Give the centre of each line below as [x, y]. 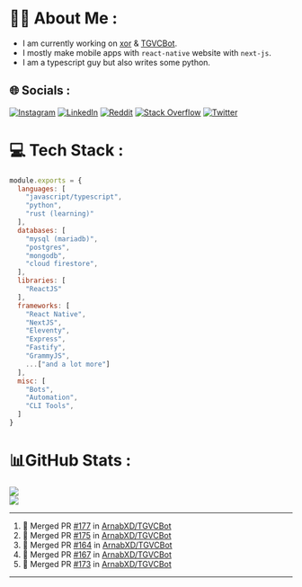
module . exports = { [46, 180]
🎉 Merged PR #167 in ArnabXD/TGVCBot [97, 554]
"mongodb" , [46, 255]
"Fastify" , [46, 348]
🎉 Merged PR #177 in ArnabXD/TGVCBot [97, 526]
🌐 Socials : [40, 90]
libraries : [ [42, 281]
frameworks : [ [44, 306]
